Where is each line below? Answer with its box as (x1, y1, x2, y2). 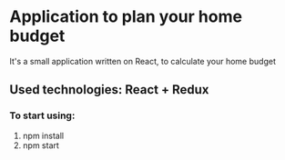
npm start (22, 139, 59, 151)
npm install (22, 130, 65, 141)
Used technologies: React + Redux (9, 82, 209, 97)
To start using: (9, 109, 76, 122)
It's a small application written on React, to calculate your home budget (9, 55, 276, 66)
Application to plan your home (9, 6, 243, 27)
